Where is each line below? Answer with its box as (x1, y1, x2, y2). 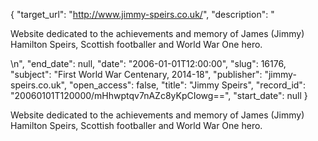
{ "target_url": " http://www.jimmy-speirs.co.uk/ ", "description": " (10, 9, 275, 20)
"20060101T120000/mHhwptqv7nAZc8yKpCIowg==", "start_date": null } (10, 90, 308, 101)
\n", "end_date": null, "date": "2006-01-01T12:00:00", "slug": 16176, (10, 58, 287, 69)
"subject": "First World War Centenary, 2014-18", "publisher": (10, 69, 263, 80)
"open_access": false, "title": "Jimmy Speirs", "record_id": (68, 79, 306, 91)
